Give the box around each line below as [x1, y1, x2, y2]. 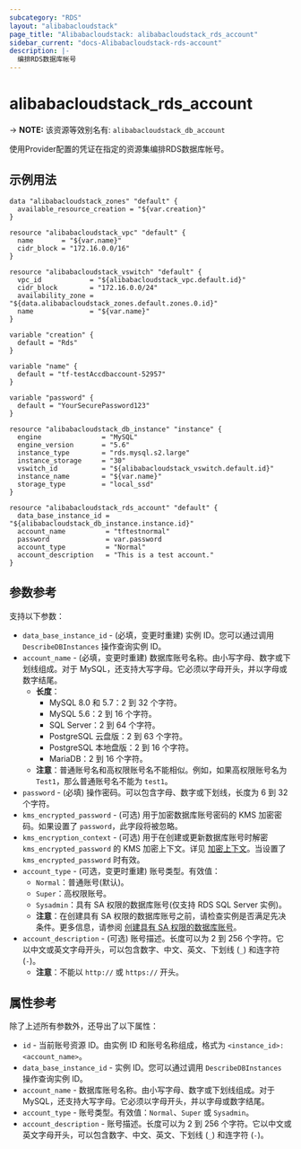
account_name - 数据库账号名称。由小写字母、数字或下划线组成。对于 [21, 1084, 276, 1096]
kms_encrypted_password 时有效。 [21, 854, 145, 865]
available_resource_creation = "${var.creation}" [17, 204, 206, 214]
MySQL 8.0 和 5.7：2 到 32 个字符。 [48, 697, 182, 708]
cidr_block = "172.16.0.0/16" [17, 243, 130, 252]
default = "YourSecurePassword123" [17, 401, 150, 410]
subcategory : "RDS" [9, 13, 82, 22]
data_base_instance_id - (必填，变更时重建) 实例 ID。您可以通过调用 [21, 630, 275, 641]
